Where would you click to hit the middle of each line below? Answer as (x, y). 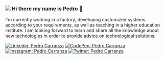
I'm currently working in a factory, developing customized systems (75, 20)
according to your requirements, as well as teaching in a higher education (82, 25)
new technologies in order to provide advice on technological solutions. (80, 36)
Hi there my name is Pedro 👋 (47, 9)
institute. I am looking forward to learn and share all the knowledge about (82, 31)
